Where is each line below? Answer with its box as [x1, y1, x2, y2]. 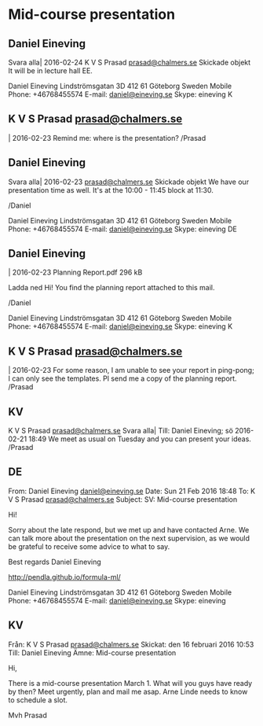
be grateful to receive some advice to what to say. [8, 541, 170, 551]
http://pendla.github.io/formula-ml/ [8, 572, 122, 581]
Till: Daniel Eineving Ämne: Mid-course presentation [8, 647, 177, 658]
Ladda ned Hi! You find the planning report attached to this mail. [8, 283, 215, 293]
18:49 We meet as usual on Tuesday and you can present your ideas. [28, 434, 251, 444]
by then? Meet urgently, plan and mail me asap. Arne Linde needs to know [8, 687, 248, 696]
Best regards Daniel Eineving [8, 557, 102, 566]
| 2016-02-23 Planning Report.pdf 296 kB [8, 267, 143, 277]
